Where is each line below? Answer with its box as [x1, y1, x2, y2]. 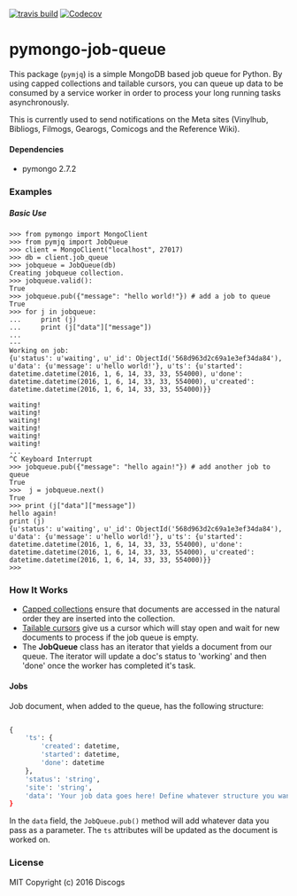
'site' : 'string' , [25, 783, 93, 792]
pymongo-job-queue [9, 40, 166, 59]
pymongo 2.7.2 [21, 164, 77, 175]
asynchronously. [9, 97, 70, 107]
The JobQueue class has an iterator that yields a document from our [21, 642, 272, 652]
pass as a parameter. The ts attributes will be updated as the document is [9, 825, 278, 836]
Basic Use [9, 207, 47, 218]
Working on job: [9, 347, 69, 355]
